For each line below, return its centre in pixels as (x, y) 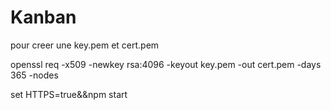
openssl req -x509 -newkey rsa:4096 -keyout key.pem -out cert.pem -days (166, 64)
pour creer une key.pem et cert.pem (85, 45)
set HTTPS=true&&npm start (69, 94)
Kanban (43, 17)
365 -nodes (34, 75)
